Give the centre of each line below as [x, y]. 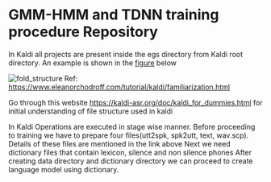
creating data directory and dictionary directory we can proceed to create [131, 161]
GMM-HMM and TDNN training [114, 15]
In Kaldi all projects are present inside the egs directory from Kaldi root [126, 54]
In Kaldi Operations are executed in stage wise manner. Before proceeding [132, 126]
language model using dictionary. [64, 169]
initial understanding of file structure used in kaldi [91, 111]
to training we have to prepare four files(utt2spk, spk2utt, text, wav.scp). [129, 135]
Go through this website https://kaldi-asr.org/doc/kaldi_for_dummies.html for [135, 102]
